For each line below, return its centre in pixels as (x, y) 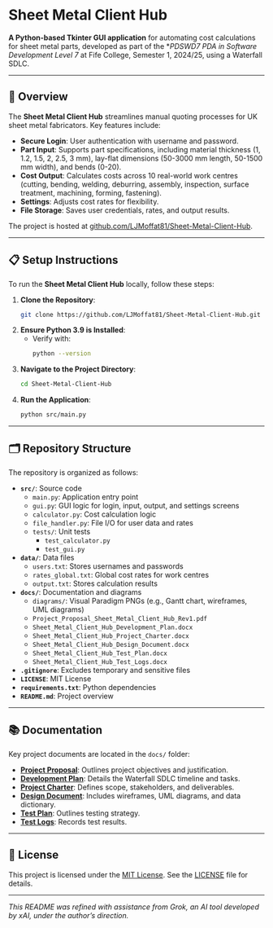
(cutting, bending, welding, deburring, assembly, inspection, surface (134, 184)
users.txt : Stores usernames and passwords (108, 566)
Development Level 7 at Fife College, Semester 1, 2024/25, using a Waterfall (135, 55)
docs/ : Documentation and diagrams (81, 592)
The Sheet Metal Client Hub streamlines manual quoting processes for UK (133, 117)
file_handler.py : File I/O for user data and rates (113, 522)
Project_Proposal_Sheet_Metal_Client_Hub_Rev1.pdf (120, 618)
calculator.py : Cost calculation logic (94, 514)
